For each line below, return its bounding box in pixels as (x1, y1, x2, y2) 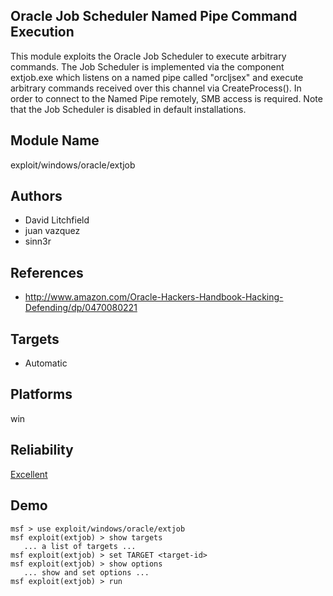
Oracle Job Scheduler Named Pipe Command (10, 8, 298, 25)
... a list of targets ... (23, 541, 137, 551)
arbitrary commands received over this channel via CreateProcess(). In (10, 82, 302, 94)
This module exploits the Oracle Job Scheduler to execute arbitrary (10, 50, 287, 62)
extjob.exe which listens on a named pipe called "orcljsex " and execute (10, 71, 304, 83)
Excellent (10, 468, 48, 480)
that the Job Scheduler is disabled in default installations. (10, 103, 247, 115)
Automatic (24, 357, 68, 369)
